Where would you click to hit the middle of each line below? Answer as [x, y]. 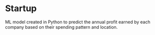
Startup [21, 9]
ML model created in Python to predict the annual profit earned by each [78, 22]
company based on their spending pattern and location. [62, 27]
